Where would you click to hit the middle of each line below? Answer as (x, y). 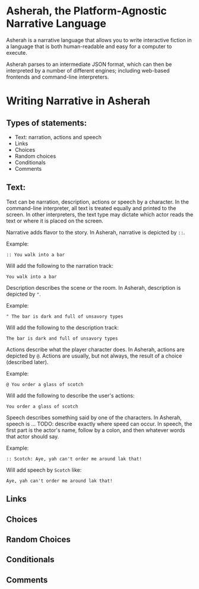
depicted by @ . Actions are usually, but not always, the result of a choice (94, 356)
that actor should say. (33, 436)
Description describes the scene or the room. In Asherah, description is (94, 287)
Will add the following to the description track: (62, 327)
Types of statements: (47, 123)
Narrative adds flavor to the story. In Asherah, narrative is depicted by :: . (96, 232)
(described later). (27, 362)
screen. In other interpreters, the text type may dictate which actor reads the (100, 214)
